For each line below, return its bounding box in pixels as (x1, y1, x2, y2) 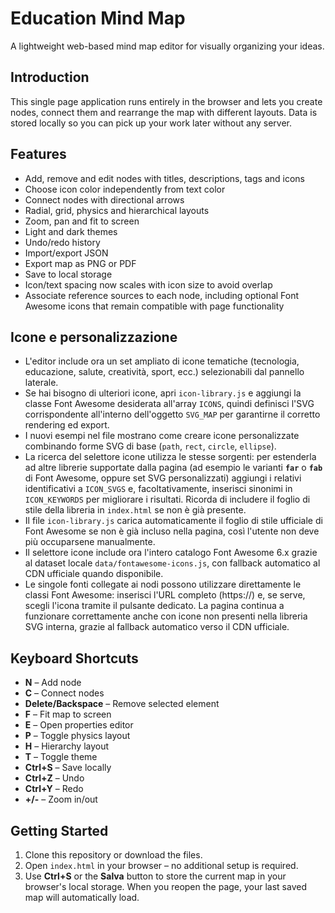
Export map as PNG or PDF (24, 257, 137, 269)
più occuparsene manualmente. (24, 536, 156, 548)
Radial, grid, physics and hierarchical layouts (24, 204, 210, 216)
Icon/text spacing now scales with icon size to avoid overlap (24, 278, 273, 291)
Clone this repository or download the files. (24, 849, 203, 861)
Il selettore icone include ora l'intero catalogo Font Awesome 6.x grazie (24, 547, 318, 559)
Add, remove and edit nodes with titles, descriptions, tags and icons (24, 172, 305, 184)
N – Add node (24, 677, 82, 689)
